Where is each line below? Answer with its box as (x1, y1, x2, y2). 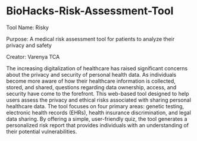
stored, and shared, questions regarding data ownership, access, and (6, 83, 177, 90)
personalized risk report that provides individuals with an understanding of (6, 121, 189, 129)
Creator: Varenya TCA (6, 53, 60, 60)
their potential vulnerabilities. (6, 128, 77, 135)
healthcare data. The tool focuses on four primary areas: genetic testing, (6, 102, 185, 109)
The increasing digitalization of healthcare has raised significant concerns (6, 64, 188, 72)
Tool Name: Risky (6, 24, 49, 31)
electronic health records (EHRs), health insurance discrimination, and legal (6, 109, 192, 116)
